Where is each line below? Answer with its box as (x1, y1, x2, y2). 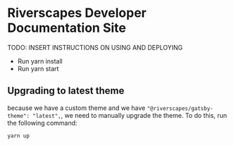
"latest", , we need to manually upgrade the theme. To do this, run (32, 111, 228, 119)
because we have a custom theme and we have (7, 104, 146, 112)
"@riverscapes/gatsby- (147, 104, 214, 112)
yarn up (7, 132, 30, 139)
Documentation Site (7, 20, 127, 36)
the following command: (7, 118, 78, 127)
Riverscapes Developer (7, 5, 147, 21)
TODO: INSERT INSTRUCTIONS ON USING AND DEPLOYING (7, 43, 183, 51)
